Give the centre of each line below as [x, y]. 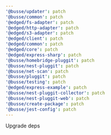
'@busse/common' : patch [34, 17]
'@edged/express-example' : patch [46, 88]
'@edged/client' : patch [34, 39]
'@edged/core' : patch [32, 50]
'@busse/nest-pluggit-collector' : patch [56, 93]
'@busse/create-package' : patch [45, 104]
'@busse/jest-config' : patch [41, 109]
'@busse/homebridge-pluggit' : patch [50, 60]
